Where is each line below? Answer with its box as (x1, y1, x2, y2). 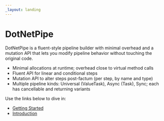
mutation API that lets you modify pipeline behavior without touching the (5, 50, 152, 56)
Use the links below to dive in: (5, 95, 66, 101)
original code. (5, 55, 33, 61)
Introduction (12, 110, 38, 116)
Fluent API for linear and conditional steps (12, 70, 98, 76)
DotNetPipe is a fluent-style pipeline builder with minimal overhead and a (5, 45, 154, 51)
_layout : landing (5, 7, 41, 12)
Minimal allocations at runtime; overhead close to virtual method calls (12, 65, 154, 71)
